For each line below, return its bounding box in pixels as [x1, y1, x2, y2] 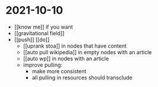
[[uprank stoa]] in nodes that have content [23, 42, 127, 49]
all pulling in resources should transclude [31, 74, 133, 81]
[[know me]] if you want [14, 23, 73, 30]
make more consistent [31, 67, 87, 74]
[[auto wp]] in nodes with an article [23, 55, 109, 62]
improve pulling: [23, 61, 63, 69]
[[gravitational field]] [14, 29, 65, 36]
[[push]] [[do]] [14, 36, 50, 43]
